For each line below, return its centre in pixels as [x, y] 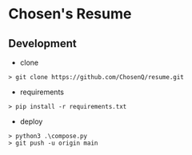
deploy [31, 121]
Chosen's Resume [70, 14]
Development [43, 44]
